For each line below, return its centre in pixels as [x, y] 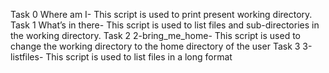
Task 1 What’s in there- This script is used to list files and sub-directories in [165, 25]
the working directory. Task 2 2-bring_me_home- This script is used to [156, 35]
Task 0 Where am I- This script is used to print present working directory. [161, 14]
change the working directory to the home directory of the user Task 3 [155, 46]
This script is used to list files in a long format [139, 57]
